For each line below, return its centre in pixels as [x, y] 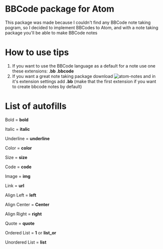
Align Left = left [21, 195]
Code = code [18, 167]
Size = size [16, 157]
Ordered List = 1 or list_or [31, 232]
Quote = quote [20, 223]
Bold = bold [17, 120]
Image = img [18, 176]
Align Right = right [24, 214]
